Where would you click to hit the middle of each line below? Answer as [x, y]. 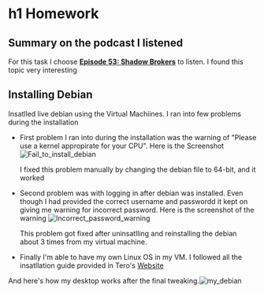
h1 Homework [54, 14]
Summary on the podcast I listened [96, 43]
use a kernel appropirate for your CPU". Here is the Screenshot [122, 146]
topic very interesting [43, 70]
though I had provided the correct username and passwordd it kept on [134, 201]
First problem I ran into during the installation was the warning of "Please [138, 137]
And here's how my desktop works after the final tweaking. [104, 280]
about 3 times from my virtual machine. [83, 242]
